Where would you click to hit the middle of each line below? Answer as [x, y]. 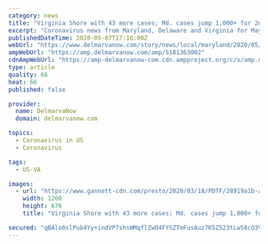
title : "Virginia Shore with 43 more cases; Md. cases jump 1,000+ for [130, 23]
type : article [32, 68]
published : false [37, 89]
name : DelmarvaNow [46, 111]
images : [21, 184]
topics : [21, 133]
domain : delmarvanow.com [57, 119]
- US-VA [28, 169]
